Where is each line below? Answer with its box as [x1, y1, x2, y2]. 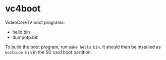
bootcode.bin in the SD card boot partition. [5, 49, 92, 55]
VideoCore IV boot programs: [5, 19, 65, 25]
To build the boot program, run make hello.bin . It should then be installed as [5, 44, 161, 50]
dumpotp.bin [12, 34, 39, 40]
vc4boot [5, 3, 41, 14]
